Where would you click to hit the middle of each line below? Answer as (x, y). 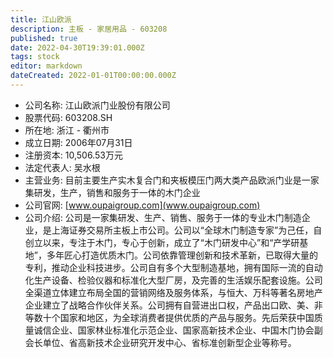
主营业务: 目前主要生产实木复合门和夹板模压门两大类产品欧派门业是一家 (172, 180)
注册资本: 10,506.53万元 (73, 155)
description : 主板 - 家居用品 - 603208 (89, 29)
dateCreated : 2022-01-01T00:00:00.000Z (93, 76)
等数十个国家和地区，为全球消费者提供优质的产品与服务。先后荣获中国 (169, 317)
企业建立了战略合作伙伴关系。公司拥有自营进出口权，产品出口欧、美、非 (173, 305)
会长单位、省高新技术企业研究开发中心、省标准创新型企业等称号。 (160, 342)
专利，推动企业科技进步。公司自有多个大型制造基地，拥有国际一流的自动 (173, 267)
